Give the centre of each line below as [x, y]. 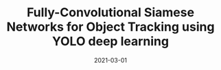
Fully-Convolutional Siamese [110, 13]
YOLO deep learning [110, 41]
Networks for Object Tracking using [110, 27]
